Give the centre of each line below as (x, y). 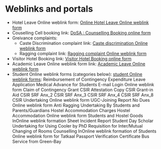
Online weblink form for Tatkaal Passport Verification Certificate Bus (81, 136)
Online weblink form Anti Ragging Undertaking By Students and (76, 105)
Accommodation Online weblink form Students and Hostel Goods (77, 115)
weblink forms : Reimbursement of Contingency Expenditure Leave (79, 79)
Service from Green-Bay (37, 141)
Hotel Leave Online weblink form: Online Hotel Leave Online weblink (80, 22)
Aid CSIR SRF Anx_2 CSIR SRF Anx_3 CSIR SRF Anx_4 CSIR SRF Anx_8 (83, 95)
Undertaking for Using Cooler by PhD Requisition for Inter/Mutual (77, 126)
